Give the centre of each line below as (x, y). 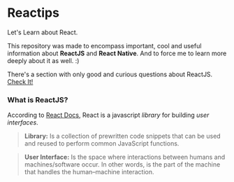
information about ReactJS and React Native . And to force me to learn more (117, 53)
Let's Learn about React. (43, 32)
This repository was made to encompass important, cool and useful (104, 45)
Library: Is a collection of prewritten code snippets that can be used (123, 136)
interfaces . (23, 122)
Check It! (20, 81)
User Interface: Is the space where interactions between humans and (125, 157)
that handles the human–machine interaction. (89, 172)
